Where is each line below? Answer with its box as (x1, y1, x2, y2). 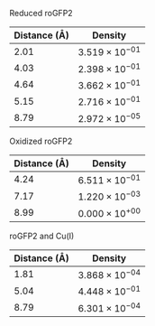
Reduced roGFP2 (9, 8, 74, 18)
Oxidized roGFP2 (9, 135, 73, 146)
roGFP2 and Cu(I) (9, 230, 75, 241)
